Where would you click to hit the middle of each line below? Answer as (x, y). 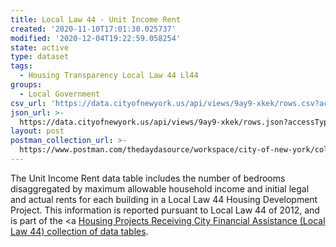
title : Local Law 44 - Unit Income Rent (96, 19)
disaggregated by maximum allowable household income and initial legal (160, 188)
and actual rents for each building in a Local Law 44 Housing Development (164, 199)
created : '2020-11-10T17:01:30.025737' (93, 29)
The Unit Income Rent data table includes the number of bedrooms (148, 178)
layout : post (37, 131)
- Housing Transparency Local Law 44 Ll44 (109, 76)
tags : (21, 66)
